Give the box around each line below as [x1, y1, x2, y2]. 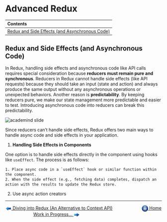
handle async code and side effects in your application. [5, 132, 118, 138]
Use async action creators [12, 191, 67, 197]
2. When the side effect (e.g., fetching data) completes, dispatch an [5, 177, 157, 182]
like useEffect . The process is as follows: [5, 157, 89, 163]
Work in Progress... [33, 212, 73, 218]
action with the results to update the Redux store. [5, 182, 117, 187]
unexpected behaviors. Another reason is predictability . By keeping [5, 92, 145, 97]
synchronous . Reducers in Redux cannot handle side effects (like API [5, 76, 148, 81]
